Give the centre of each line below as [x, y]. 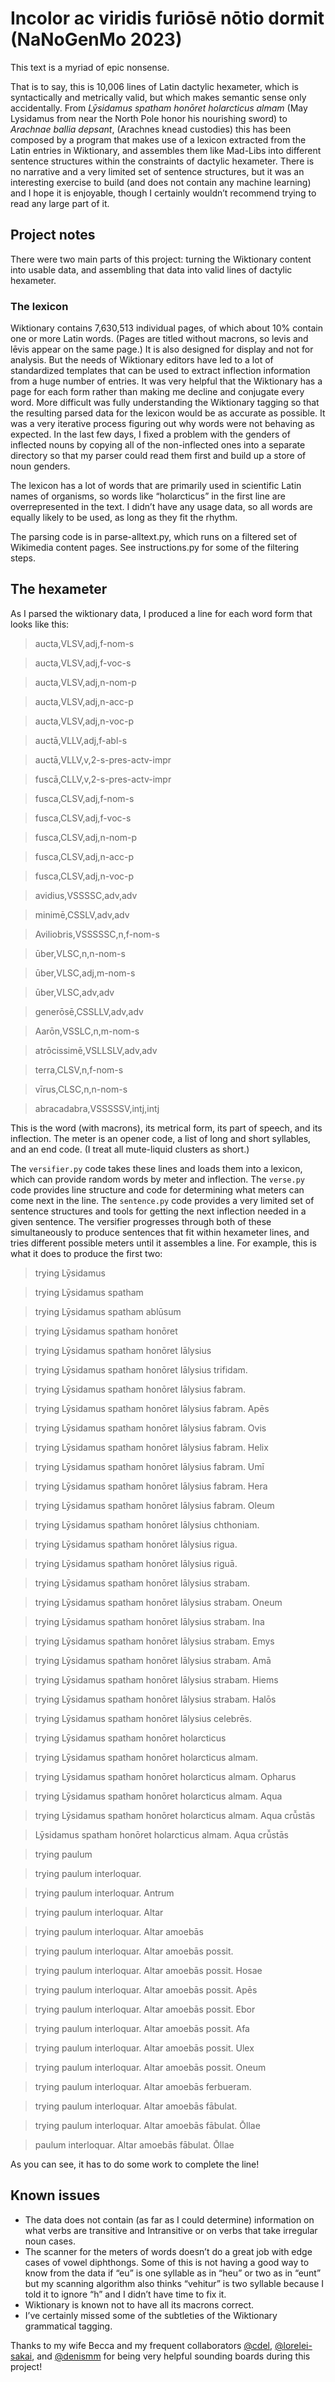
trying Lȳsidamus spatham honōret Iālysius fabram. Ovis [150, 1428]
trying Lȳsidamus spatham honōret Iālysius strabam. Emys [154, 1641]
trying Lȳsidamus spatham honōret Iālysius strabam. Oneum [158, 1602]
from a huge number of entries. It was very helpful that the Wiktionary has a [166, 381]
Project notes [53, 235]
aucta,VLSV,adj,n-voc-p [84, 721]
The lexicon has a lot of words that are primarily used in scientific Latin [156, 486]
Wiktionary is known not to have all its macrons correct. [139, 2304]
